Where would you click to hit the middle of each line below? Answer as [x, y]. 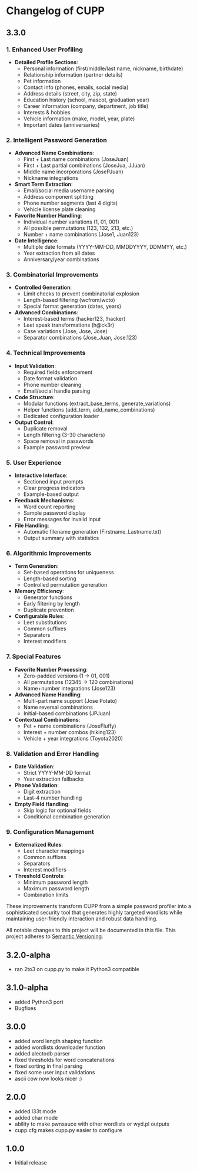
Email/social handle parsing [57, 391]
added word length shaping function [59, 1041]
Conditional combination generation [67, 816]
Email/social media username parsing [69, 190]
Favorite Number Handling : [48, 216]
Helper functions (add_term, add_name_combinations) [89, 409]
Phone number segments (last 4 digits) [71, 203]
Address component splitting [59, 197]
